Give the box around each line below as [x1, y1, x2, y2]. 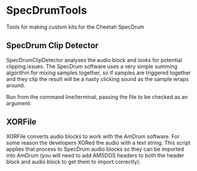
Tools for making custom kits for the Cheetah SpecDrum [6, 23, 144, 30]
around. [6, 82, 26, 89]
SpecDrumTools [6, 4, 87, 17]
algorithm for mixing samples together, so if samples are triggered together [6, 69, 191, 76]
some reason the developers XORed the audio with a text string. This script [6, 139, 191, 146]
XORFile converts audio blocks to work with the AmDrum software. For [6, 132, 180, 140]
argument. [6, 100, 32, 107]
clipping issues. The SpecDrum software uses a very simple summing [6, 63, 178, 70]
